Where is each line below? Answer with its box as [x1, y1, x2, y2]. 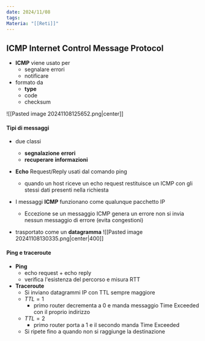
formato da [15, 79, 43, 86]
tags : [6, 15, 20, 21]
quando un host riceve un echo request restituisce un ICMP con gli [24, 180, 193, 187]
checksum [24, 99, 51, 106]
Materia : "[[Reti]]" [6, 20, 59, 26]
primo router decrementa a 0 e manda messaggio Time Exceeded [33, 301, 199, 309]
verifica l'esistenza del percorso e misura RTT [24, 275, 141, 283]
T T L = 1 [24, 295, 44, 302]
